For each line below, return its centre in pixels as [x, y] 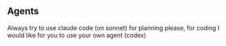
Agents [23, 11]
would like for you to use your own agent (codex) [77, 35]
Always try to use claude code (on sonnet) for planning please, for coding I [113, 27]
